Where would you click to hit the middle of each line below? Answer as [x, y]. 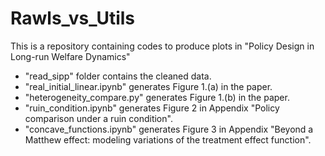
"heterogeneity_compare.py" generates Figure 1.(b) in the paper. [157, 97]
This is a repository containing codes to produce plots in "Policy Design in [162, 46]
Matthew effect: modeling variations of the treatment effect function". [168, 139]
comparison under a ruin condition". [98, 118]
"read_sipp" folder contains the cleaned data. [118, 76]
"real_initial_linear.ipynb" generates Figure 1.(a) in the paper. [148, 86]
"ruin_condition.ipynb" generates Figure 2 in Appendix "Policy [152, 108]
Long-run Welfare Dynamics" [70, 56]
